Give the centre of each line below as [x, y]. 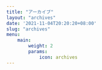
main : [24, 40]
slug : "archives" [28, 29]
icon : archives [58, 57]
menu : [13, 35]
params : [38, 52]
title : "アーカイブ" [30, 12]
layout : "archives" [31, 18]
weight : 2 [41, 46]
